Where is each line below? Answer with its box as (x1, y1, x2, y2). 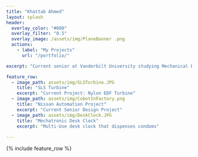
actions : (11, 42, 33, 48)
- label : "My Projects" (16, 47, 75, 53)
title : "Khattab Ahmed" (6, 8, 65, 15)
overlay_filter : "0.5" (11, 31, 67, 37)
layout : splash (6, 14, 44, 20)
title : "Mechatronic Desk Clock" (16, 117, 99, 124)
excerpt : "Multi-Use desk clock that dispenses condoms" (16, 123, 160, 129)
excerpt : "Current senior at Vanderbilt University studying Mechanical (6, 63, 189, 69)
